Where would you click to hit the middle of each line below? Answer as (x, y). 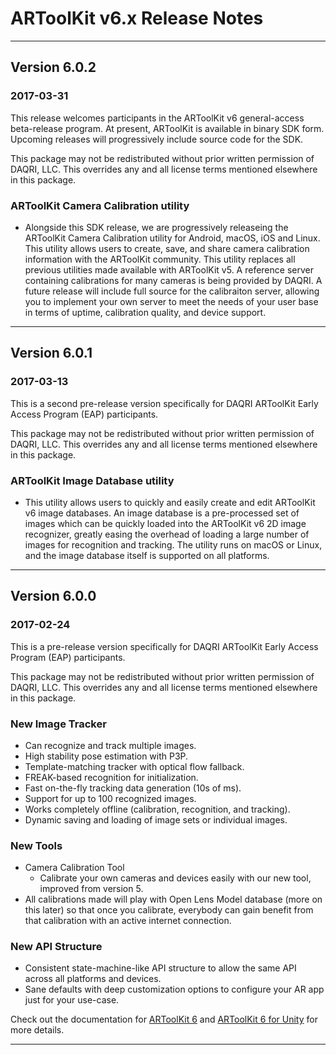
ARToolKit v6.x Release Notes (137, 18)
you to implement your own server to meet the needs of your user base (171, 301)
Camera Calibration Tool (74, 868)
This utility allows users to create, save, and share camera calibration (167, 248)
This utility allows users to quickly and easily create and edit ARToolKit (170, 502)
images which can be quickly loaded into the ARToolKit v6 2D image (165, 523)
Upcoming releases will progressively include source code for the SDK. (157, 139)
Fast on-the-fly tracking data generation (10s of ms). (133, 788)
